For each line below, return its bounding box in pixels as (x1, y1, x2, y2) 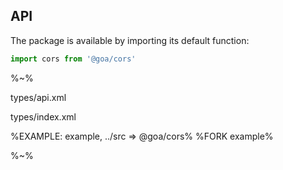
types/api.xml (10, 91, 67, 103)
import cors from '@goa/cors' (10, 54, 137, 64)
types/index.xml (10, 110, 77, 123)
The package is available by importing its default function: (10, 34, 250, 46)
